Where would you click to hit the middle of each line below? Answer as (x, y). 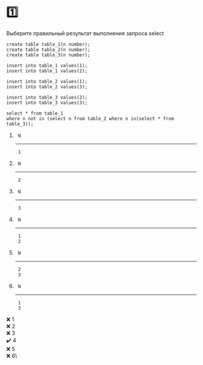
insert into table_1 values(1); (47, 65)
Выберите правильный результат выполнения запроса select (85, 33)
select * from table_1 (35, 113)
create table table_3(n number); (48, 55)
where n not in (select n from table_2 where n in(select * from (90, 119)
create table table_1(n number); (48, 44)
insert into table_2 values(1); (47, 81)
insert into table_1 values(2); (47, 71)
